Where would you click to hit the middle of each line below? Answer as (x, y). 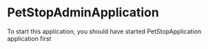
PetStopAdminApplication (83, 13)
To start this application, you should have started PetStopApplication (104, 31)
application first (29, 38)
